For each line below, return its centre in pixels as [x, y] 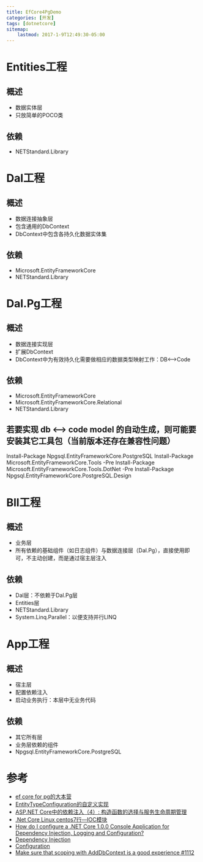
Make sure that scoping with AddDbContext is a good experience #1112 [105, 852]
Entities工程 [37, 67]
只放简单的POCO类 [39, 115]
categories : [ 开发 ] [30, 18]
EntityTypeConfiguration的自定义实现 [62, 804]
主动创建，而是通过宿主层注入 [69, 558]
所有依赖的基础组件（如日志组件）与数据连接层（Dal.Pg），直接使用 [100, 550]
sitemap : [17, 29]
